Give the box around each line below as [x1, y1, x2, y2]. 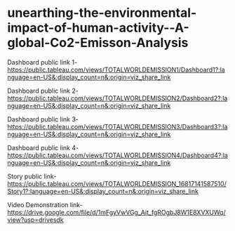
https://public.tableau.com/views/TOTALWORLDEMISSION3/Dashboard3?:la [7, 122, 228, 131]
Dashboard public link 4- [7, 143, 79, 152]
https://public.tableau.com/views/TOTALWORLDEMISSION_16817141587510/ [7, 179, 227, 187]
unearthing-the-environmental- [7, 5, 197, 21]
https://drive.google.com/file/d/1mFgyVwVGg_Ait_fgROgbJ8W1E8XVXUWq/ [7, 208, 226, 216]
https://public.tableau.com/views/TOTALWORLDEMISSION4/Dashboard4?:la [7, 151, 228, 159]
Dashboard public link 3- [7, 114, 79, 124]
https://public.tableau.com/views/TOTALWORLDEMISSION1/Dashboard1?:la [7, 65, 226, 74]
